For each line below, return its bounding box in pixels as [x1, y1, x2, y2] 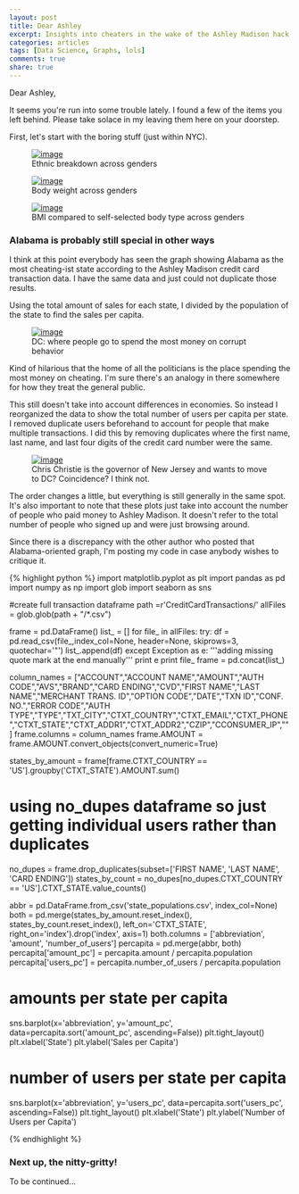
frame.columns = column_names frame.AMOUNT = [14, 729, 203, 740]
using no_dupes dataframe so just [9, 796, 267, 817]
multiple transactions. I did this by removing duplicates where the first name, [9, 427, 291, 438]
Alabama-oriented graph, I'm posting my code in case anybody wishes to [9, 546, 279, 557]
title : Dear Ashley [9, 21, 82, 30]
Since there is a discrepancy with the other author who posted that [9, 536, 255, 547]
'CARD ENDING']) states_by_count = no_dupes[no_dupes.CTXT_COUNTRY [9, 874, 283, 884]
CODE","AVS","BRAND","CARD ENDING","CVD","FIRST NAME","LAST [9, 682, 261, 692]
